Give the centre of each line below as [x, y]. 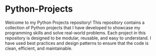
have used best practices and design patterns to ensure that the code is [77, 43]
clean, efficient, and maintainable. [39, 48]
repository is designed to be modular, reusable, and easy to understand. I [78, 38]
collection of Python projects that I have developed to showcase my [73, 27]
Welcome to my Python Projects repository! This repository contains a [75, 22]
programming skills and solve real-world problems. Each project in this [76, 33]
